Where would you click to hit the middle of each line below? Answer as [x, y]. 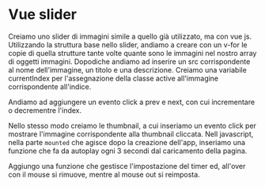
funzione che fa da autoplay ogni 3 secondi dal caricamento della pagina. [128, 151]
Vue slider [43, 15]
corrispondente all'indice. [50, 86]
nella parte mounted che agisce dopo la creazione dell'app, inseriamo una [127, 142]
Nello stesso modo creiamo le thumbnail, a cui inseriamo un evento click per [132, 125]
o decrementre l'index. [45, 110]
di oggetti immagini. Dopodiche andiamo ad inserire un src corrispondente [129, 62]
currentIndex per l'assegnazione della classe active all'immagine [114, 78]
